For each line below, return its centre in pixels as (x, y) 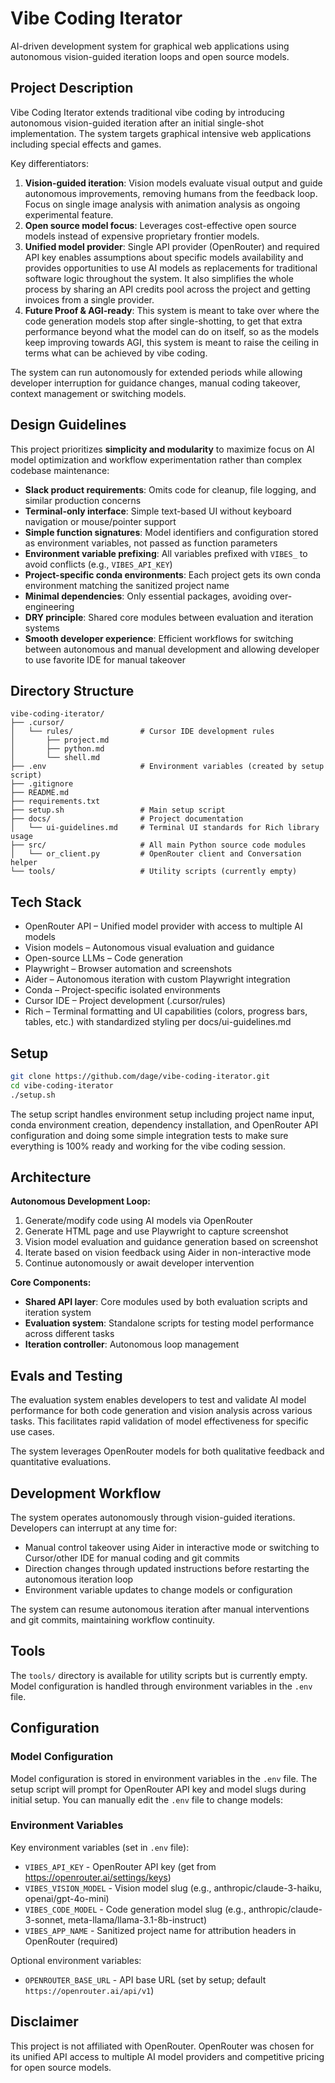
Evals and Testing (66, 1375)
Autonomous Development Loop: (81, 1201)
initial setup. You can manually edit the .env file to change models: (146, 1799)
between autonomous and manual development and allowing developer (172, 649)
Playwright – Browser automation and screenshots (128, 969)
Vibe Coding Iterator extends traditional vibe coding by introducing (147, 112)
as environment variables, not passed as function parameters (151, 543)
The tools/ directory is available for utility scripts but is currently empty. (159, 1675)
